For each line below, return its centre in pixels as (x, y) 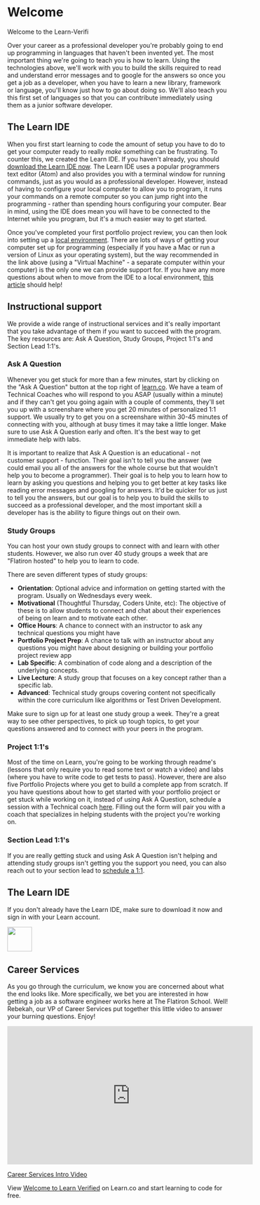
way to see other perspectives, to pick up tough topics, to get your (103, 722)
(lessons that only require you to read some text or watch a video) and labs (116, 769)
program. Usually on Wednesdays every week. (85, 596)
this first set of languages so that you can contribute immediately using (110, 97)
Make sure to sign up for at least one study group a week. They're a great (113, 714)
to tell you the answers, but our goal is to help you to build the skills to (108, 497)
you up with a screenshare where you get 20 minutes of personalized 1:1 (111, 409)
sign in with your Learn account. (54, 917)
